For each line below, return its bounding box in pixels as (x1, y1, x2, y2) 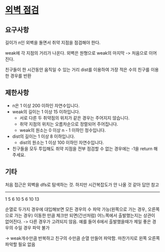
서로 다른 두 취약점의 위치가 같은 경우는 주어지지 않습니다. (19, 115, 130, 121)
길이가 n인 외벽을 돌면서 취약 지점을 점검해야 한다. (5, 40, 101, 45)
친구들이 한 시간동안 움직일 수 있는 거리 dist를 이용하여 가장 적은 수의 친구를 (5, 67, 150, 72)
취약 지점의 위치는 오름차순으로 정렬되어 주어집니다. (19, 121, 118, 127)
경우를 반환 (10, 73, 32, 79)
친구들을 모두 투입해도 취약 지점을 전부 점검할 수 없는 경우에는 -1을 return (12, 146, 153, 152)
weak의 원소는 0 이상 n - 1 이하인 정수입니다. (19, 127, 106, 133)
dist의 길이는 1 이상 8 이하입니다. (12, 133, 75, 139)
